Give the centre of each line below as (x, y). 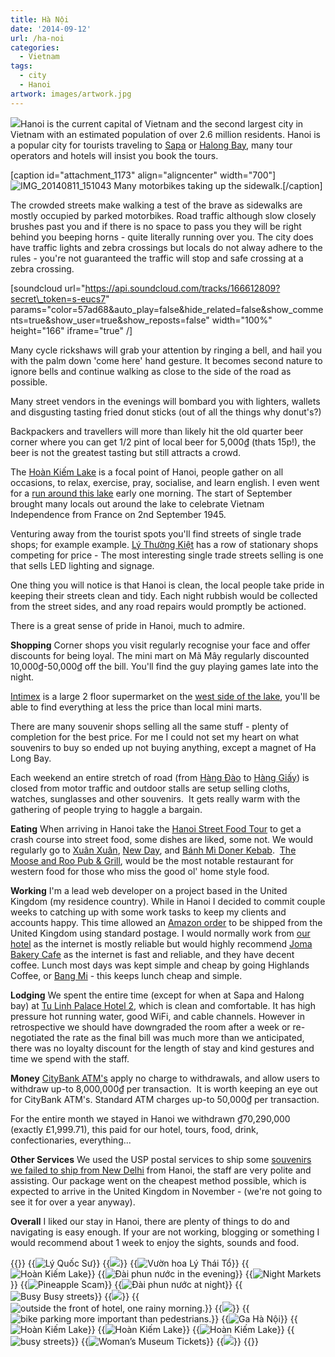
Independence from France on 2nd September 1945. (118, 514)
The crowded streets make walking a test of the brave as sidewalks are (156, 205)
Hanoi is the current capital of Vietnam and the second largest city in (162, 123)
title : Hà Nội (40, 19)
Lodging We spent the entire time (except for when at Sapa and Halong (157, 995)
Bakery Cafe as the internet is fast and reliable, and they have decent (152, 954)
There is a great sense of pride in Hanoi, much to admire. (128, 625)
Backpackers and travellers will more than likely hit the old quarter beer (157, 431)
